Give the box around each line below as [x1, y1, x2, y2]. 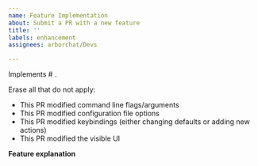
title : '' [8, 26, 41, 34]
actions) [19, 126, 47, 135]
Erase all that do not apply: [8, 85, 96, 95]
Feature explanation [8, 149, 76, 159]
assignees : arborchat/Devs [8, 41, 98, 49]
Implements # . [8, 70, 57, 79]
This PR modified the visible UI [19, 134, 121, 143]
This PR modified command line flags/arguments [19, 100, 180, 110]
